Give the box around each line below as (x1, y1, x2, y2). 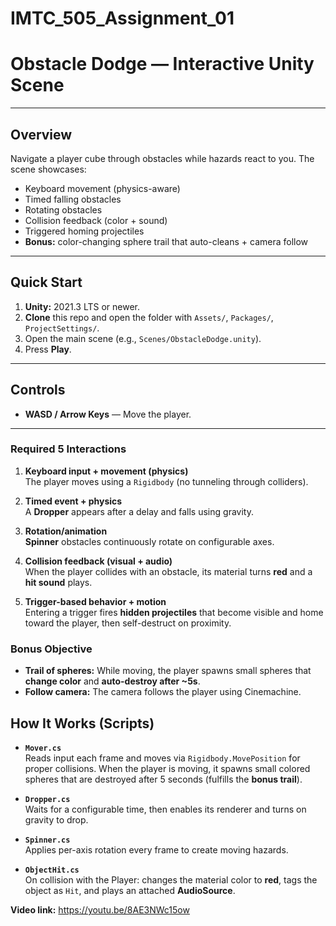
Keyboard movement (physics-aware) (24, 182, 181, 194)
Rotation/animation (24, 525, 108, 537)
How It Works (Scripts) (10, 715, 155, 732)
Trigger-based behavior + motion (24, 595, 167, 607)
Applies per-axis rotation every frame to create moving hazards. (24, 843, 289, 856)
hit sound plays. (24, 576, 93, 588)
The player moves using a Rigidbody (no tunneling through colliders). (24, 475, 309, 487)
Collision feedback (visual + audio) (24, 555, 173, 567)
